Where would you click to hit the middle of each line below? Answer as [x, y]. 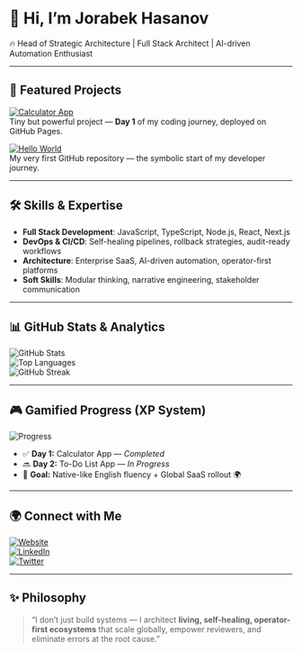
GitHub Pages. [36, 131]
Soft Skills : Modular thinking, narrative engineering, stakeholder [141, 279]
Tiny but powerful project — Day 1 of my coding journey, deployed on [138, 122]
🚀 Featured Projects [66, 91]
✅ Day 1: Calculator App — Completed [93, 454]
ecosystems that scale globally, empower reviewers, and [155, 629]
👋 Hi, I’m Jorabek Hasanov [109, 18]
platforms [40, 270]
